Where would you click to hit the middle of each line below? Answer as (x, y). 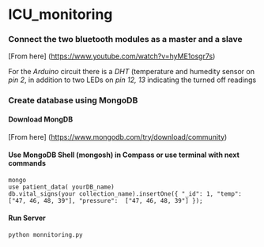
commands (27, 163)
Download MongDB (41, 119)
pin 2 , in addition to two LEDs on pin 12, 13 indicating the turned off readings (132, 80)
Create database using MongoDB (73, 100)
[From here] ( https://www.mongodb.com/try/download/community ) (118, 137)
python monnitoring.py (45, 235)
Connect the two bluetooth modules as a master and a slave (125, 39)
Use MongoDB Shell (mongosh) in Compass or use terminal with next (124, 155)
